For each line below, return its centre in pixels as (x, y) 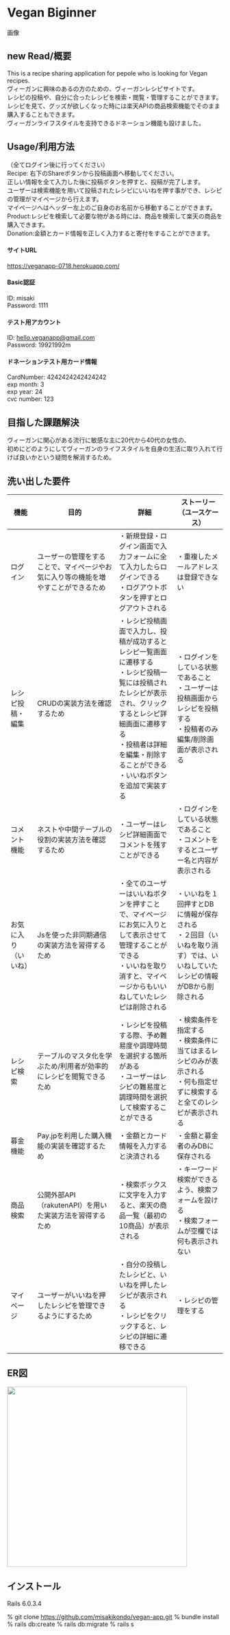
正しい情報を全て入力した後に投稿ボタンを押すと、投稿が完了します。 (106, 182)
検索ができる (197, 1180)
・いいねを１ (198, 894)
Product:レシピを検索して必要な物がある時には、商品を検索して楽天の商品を (115, 216)
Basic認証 (21, 282)
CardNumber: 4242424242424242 (57, 377)
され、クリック (143, 703)
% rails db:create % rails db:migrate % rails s (71, 1624)
